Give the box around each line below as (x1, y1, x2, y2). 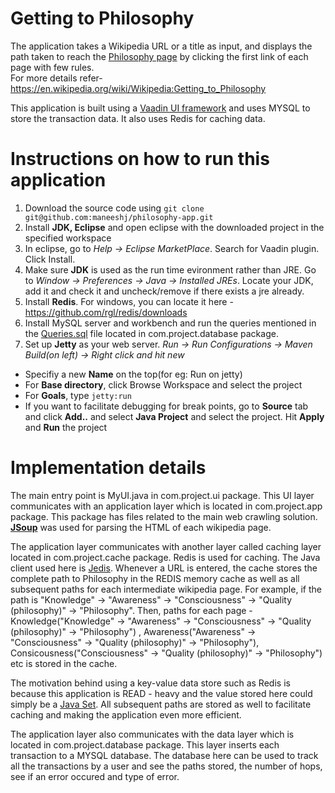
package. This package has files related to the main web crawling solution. (10, 510, 318, 522)
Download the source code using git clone (24, 202, 205, 214)
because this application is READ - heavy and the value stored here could (10, 687, 313, 699)
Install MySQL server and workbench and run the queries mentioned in (24, 317, 317, 329)
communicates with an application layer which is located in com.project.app (10, 500, 323, 512)
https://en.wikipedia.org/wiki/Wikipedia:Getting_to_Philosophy (10, 82, 267, 94)
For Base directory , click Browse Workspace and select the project (24, 378, 303, 391)
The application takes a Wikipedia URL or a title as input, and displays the (10, 40, 313, 52)
